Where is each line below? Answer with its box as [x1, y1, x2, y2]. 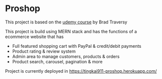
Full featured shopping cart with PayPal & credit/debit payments [12, 43, 141, 49]
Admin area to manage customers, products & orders [12, 53, 120, 59]
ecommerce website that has [5, 34, 64, 39]
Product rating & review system [12, 48, 76, 54]
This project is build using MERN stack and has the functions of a [5, 28, 137, 34]
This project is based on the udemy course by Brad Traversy [5, 19, 128, 25]
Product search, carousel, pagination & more [12, 59, 103, 64]
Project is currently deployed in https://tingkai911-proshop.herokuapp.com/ [5, 68, 157, 74]
